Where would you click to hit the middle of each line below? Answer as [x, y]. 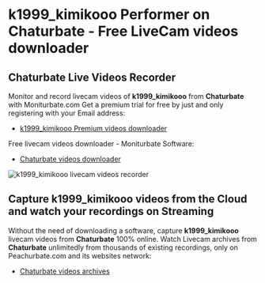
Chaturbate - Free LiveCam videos [123, 31]
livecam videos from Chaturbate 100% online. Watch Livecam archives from [132, 239]
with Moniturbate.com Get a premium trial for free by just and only [116, 105]
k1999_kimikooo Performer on [109, 15]
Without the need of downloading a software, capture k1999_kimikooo [123, 230]
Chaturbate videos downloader [70, 159]
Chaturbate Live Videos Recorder [92, 77]
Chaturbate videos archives [65, 271]
